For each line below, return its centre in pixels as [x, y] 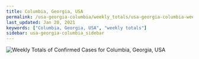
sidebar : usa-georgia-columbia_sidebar [55, 33]
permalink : [20, 17]
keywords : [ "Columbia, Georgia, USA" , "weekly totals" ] [76, 28]
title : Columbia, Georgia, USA [45, 11]
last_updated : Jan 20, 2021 [41, 22]
